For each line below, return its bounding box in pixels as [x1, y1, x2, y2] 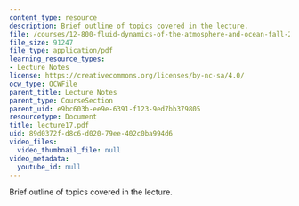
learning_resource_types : [9, 54, 105, 63]
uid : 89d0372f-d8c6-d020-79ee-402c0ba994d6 [9, 129, 174, 138]
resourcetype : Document [9, 112, 98, 121]
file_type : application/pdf [9, 46, 114, 55]
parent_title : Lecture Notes [9, 87, 117, 96]
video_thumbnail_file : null [17, 145, 122, 154]
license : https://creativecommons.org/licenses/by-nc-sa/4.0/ [9, 71, 245, 80]
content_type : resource [9, 12, 98, 22]
